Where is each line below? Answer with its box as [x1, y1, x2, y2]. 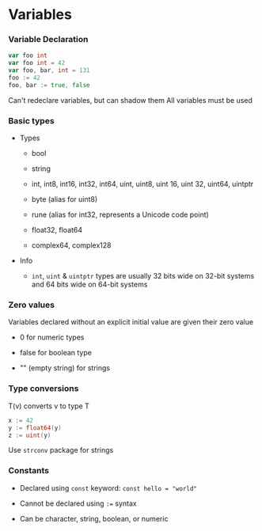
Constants [8, 465, 50, 476]
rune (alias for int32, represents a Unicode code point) [31, 210, 210, 219]
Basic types [8, 115, 55, 126]
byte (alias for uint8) [31, 195, 98, 204]
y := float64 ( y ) [8, 423, 62, 432]
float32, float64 [31, 226, 83, 235]
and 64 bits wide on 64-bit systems [31, 279, 148, 290]
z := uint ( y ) [8, 431, 51, 439]
